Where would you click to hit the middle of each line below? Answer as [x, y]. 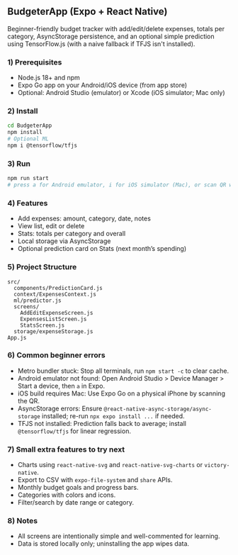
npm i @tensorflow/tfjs [42, 146]
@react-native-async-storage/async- [158, 409]
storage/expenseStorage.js [53, 331]
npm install [25, 133]
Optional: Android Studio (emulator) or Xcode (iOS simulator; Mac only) [121, 93]
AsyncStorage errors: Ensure [60, 408]
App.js [17, 337]
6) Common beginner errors [56, 355]
